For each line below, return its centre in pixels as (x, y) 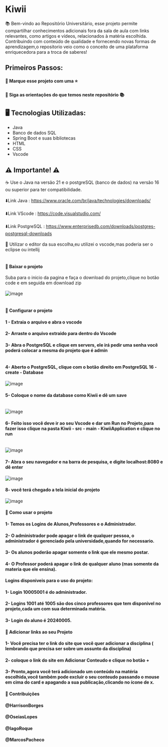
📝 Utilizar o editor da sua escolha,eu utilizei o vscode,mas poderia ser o (79, 244)
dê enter (14, 467)
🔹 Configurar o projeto (29, 310)
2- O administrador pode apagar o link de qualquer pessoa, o (70, 536)
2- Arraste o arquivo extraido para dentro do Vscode (61, 334)
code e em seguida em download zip (43, 283)
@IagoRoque (19, 728)
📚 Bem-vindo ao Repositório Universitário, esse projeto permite (71, 23)
